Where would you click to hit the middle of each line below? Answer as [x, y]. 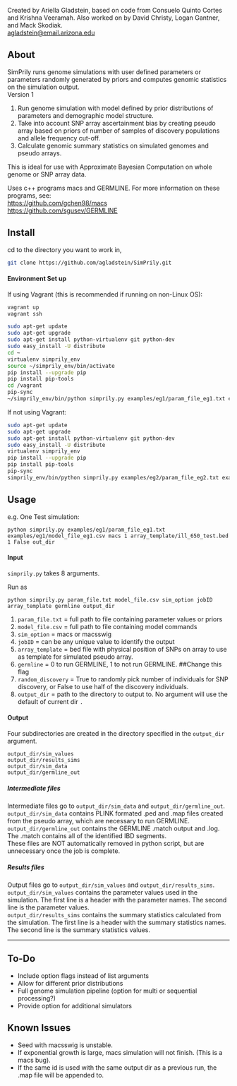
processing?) [37, 998]
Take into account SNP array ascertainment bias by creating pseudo [117, 123]
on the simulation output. [43, 87]
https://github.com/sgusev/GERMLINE [62, 210]
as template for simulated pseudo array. [75, 657]
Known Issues [39, 1028]
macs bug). [34, 1060]
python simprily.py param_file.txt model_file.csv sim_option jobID [110, 599]
